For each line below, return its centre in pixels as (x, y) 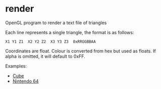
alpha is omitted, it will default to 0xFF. (45, 56)
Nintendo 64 (25, 81)
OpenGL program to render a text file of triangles (56, 23)
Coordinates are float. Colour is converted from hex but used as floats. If (81, 51)
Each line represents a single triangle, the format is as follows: (70, 32)
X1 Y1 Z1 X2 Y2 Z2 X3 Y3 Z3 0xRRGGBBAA (50, 41)
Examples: (16, 66)
